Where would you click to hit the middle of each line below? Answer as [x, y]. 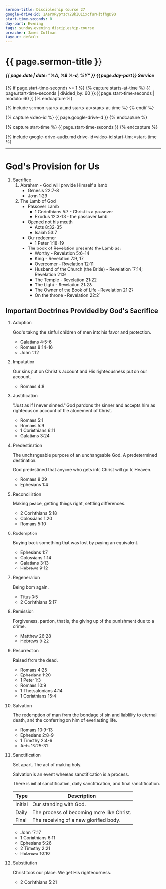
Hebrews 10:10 [35, 853]
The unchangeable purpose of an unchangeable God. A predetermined [85, 455]
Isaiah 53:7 [46, 232]
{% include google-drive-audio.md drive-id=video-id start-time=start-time [81, 137]
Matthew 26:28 [35, 636]
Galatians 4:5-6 [36, 342]
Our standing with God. [59, 804]
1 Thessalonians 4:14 [41, 690]
